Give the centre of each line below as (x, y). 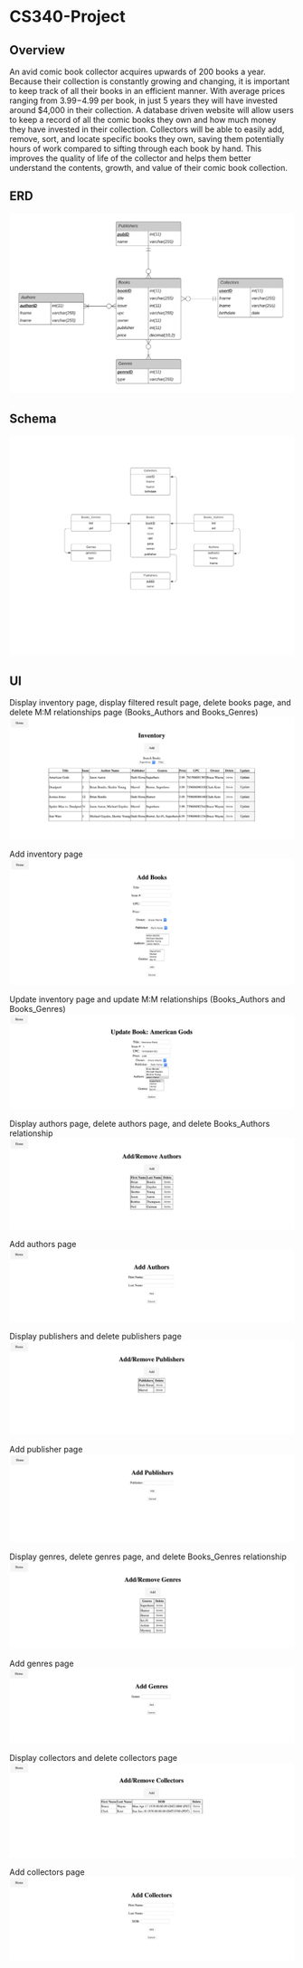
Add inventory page (46, 854)
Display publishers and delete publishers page (96, 1336)
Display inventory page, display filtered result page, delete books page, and (150, 703)
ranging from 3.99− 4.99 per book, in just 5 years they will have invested (143, 100)
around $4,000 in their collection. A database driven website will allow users (151, 110)
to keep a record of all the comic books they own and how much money (143, 120)
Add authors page (43, 1244)
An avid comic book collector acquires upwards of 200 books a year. (138, 71)
